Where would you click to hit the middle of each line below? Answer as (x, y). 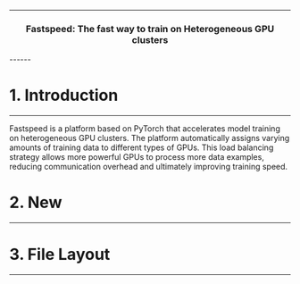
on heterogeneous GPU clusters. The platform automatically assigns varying (150, 138)
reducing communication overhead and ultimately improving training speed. (149, 167)
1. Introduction (64, 96)
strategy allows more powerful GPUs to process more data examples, (137, 157)
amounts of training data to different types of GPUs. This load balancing (142, 147)
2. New (36, 203)
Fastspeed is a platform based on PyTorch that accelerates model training (145, 129)
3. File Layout (60, 255)
